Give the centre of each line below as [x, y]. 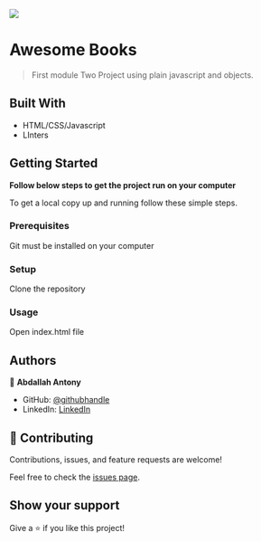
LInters [36, 135]
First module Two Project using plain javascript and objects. [143, 75]
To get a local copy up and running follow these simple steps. [123, 203]
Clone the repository [47, 289]
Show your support [65, 505]
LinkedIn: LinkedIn [56, 409]
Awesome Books [73, 50]
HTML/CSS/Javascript [64, 125]
